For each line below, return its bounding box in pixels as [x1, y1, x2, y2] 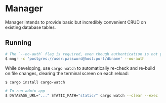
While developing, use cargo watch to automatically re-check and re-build [5, 65, 155, 71]
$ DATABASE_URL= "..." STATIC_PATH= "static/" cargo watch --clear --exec [5, 93, 158, 98]
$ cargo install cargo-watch [5, 79, 65, 85]
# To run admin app [5, 89, 45, 94]
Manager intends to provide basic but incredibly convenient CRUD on [5, 19, 146, 25]
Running [5, 39, 32, 47]
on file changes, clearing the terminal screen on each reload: [5, 70, 129, 76]
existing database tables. [5, 24, 56, 30]
